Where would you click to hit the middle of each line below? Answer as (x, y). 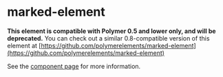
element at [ (24, 45)
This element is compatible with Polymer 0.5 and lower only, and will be (111, 31)
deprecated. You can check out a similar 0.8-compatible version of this (108, 38)
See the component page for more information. (74, 66)
